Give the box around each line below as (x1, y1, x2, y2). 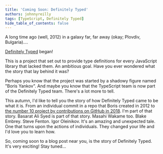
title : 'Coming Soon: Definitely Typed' (5, 7, 89, 12)
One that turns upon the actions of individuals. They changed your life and (5, 124, 155, 130)
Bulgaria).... (5, 39, 28, 45)
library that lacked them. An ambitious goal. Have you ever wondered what (5, 63, 155, 69)
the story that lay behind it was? (5, 69, 69, 75)
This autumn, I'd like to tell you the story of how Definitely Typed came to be (5, 98, 159, 104)
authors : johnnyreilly (5, 12, 51, 17)
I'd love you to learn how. (5, 129, 56, 135)
